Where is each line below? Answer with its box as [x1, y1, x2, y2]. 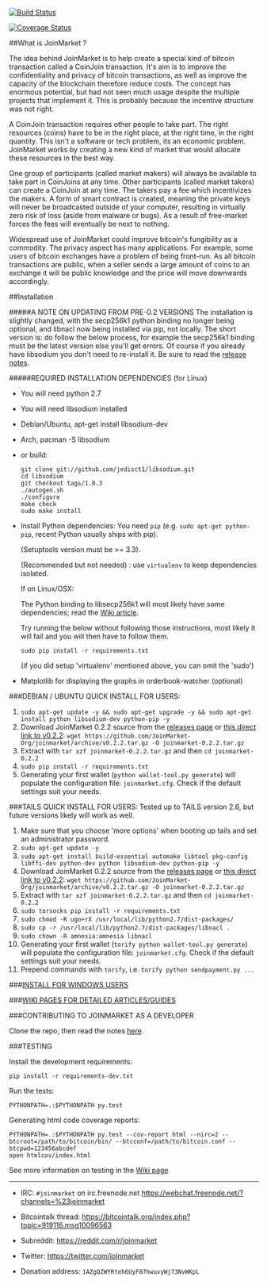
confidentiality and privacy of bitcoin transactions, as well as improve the [9, 71, 248, 79]
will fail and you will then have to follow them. [20, 631, 169, 641]
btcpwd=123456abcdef [9, 1144, 78, 1152]
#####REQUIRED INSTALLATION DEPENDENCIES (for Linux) [9, 374, 208, 382]
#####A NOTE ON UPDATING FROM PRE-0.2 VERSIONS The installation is [9, 308, 253, 316]
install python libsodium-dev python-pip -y [20, 715, 170, 723]
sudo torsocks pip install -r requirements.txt [20, 907, 181, 915]
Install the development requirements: [9, 1057, 133, 1066]
